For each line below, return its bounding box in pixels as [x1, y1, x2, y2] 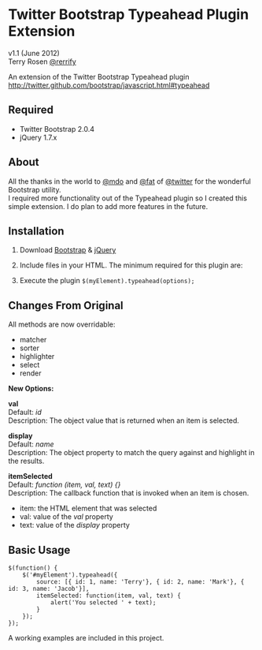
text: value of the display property [19, 521, 130, 530]
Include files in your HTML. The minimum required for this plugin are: [19, 260, 243, 270]
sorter [19, 343, 39, 353]
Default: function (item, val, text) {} [8, 480, 121, 490]
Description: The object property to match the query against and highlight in [8, 448, 255, 458]
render [19, 368, 42, 378]
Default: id [8, 408, 42, 417]
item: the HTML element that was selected [19, 503, 157, 514]
